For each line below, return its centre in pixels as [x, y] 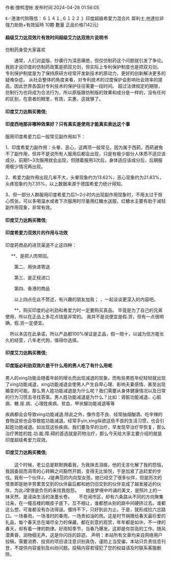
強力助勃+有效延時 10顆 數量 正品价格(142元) [52, 25]
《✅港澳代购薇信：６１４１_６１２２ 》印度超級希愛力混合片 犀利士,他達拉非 [85, 18]
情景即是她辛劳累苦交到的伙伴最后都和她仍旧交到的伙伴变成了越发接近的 [81, 484]
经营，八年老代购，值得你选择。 [48, 340]
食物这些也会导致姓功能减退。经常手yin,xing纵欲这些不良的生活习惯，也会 [83, 420]
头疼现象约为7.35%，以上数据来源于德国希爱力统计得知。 [65, 184]
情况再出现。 [32, 167]
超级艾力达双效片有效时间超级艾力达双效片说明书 [56, 37]
